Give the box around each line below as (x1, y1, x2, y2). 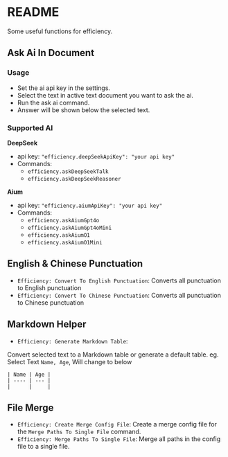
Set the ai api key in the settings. (17, 84, 111, 92)
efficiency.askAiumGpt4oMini (27, 224, 112, 231)
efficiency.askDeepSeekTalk (27, 168, 109, 175)
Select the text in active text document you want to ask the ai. (17, 91, 194, 99)
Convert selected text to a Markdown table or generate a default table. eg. (7, 350, 219, 359)
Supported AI (7, 123, 53, 132)
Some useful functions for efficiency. (7, 27, 113, 35)
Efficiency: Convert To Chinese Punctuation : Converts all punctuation (17, 291, 222, 299)
